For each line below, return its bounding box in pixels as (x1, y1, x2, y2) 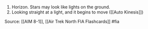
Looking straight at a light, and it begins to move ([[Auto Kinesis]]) (11, 9, 144, 15)
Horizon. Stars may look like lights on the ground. (11, 4, 110, 10)
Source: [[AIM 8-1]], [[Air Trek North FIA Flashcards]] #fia (4, 19, 120, 24)
